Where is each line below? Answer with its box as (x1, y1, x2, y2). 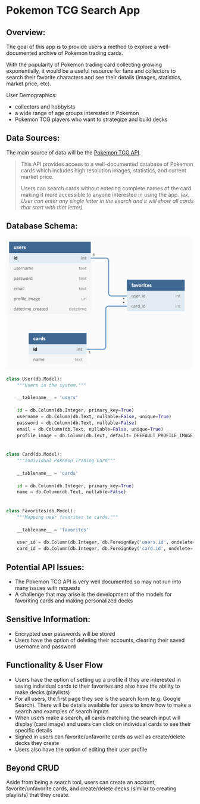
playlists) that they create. (6, 791, 70, 799)
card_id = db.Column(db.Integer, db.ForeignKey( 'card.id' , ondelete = (17, 546, 193, 552)
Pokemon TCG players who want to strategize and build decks (14, 116, 168, 123)
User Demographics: (6, 92, 57, 98)
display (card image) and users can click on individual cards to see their (14, 720, 192, 728)
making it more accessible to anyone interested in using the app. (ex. (20, 191, 190, 198)
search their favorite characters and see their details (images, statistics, (6, 74, 182, 81)
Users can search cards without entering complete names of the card (20, 184, 192, 191)
